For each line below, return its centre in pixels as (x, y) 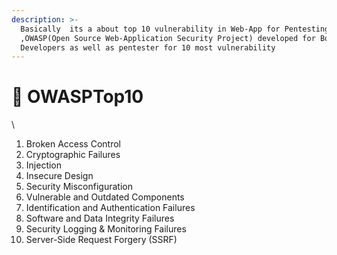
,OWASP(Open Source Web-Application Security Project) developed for (168, 38)
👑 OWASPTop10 (77, 97)
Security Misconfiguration (79, 187)
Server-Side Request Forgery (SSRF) (101, 240)
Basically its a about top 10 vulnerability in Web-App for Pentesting (175, 29)
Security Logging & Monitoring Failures (106, 229)
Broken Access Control (73, 144)
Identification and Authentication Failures (110, 208)
